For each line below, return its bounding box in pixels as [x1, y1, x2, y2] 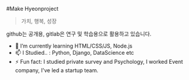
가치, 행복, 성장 [21, 17, 57, 25]
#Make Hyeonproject [6, 5, 59, 12]
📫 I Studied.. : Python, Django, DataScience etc [14, 49, 135, 56]
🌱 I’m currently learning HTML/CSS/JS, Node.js [14, 42, 133, 49]
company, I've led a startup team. [14, 67, 98, 74]
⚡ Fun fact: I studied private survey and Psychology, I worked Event [14, 58, 183, 65]
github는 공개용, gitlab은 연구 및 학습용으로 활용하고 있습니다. [6, 30, 152, 37]
